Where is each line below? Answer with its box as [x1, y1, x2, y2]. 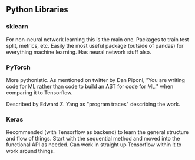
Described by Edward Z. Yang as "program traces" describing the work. [6, 100, 181, 107]
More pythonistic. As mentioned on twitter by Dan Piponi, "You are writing [6, 76, 186, 83]
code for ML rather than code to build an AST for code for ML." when [6, 83, 174, 90]
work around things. [6, 148, 55, 155]
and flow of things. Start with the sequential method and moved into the [6, 135, 180, 142]
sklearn [6, 22, 28, 31]
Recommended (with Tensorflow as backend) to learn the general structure [6, 129, 189, 136]
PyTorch [6, 63, 31, 71]
